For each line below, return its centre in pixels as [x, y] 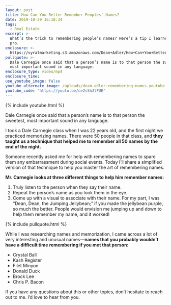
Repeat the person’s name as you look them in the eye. [70, 192]
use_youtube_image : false [33, 81]
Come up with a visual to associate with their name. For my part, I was [86, 198]
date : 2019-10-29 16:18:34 [34, 19]
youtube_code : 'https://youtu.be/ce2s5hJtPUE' [55, 91]
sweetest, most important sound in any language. [57, 120]
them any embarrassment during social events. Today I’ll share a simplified [83, 162]
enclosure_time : [22, 77]
